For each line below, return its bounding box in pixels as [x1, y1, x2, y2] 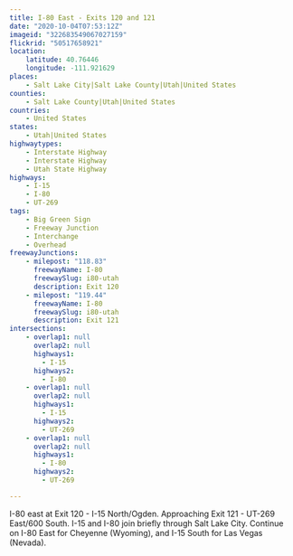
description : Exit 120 [33, 282, 119, 291]
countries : [9, 106, 51, 115]
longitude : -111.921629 [25, 64, 116, 73]
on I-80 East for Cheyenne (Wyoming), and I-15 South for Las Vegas [9, 527, 263, 538]
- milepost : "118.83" [25, 257, 107, 267]
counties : [9, 89, 47, 98]
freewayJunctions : [9, 249, 79, 258]
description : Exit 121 [33, 316, 119, 325]
